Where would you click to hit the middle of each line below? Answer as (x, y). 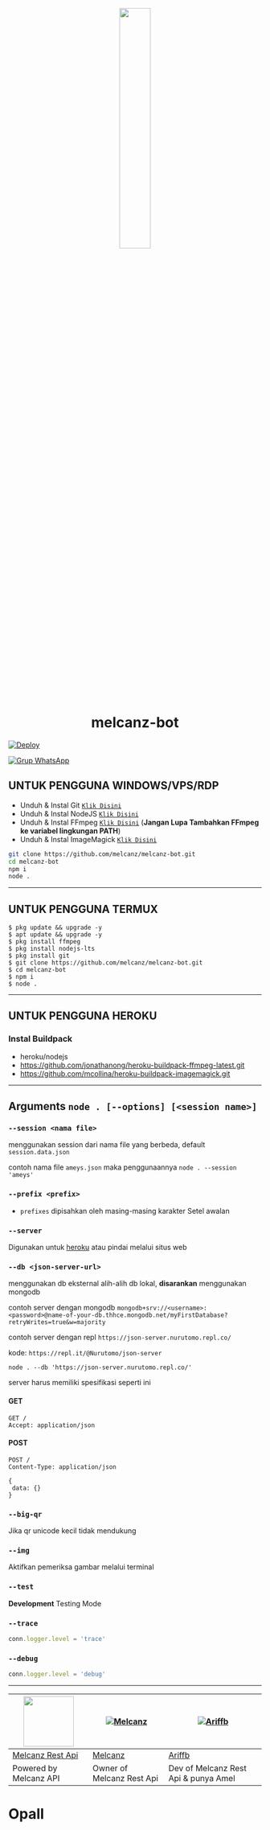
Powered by (35, 1768)
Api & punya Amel (202, 1778)
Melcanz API (36, 1778)
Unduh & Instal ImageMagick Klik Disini (88, 839)
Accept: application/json (51, 1425)
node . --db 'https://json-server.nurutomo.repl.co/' (100, 1367)
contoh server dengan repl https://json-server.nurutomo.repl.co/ (120, 1337)
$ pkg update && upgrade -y (55, 928)
